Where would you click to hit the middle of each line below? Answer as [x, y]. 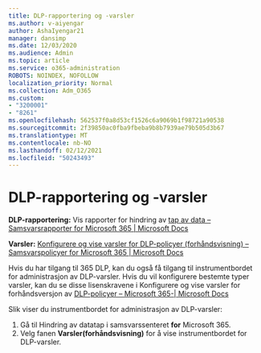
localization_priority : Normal [61, 83]
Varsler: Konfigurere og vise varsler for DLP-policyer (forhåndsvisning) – [128, 244]
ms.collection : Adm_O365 [50, 90]
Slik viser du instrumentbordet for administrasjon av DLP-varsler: [115, 310]
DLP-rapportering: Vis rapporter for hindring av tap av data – [110, 220]
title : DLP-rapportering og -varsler [71, 16]
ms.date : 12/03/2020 [43, 46]
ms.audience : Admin [41, 53]
